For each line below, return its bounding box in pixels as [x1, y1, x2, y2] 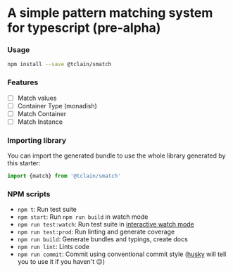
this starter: [7, 159, 41, 167]
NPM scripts [7, 189, 51, 198]
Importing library [7, 135, 67, 145]
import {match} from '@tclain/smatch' [7, 172, 121, 180]
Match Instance [17, 118, 63, 126]
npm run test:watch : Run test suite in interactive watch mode [17, 220, 195, 229]
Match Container [17, 109, 67, 118]
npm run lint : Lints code [17, 243, 90, 251]
